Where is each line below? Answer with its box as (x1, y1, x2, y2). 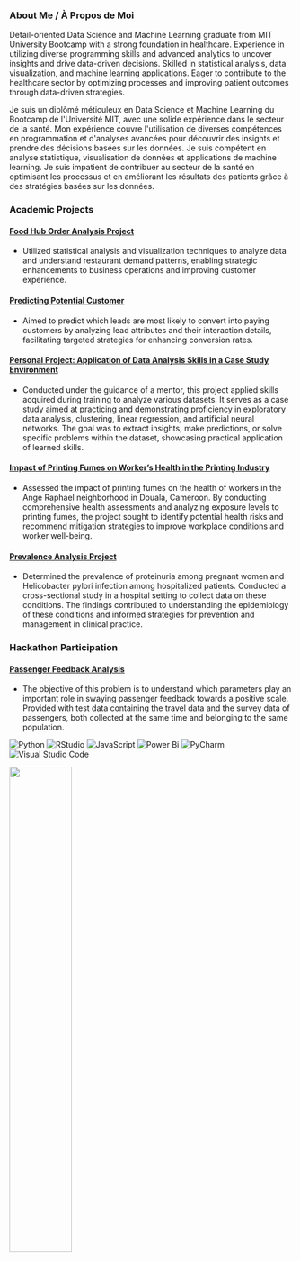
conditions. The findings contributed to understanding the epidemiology (22, 600, 289, 611)
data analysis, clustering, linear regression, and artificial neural (22, 413, 254, 423)
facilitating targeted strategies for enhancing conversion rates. (22, 334, 254, 345)
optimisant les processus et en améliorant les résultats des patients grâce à (9, 171, 289, 182)
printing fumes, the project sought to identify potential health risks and (22, 512, 284, 522)
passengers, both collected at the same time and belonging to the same (22, 712, 289, 723)
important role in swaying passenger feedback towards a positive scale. (22, 694, 289, 704)
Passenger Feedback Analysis (9, 663, 126, 675)
